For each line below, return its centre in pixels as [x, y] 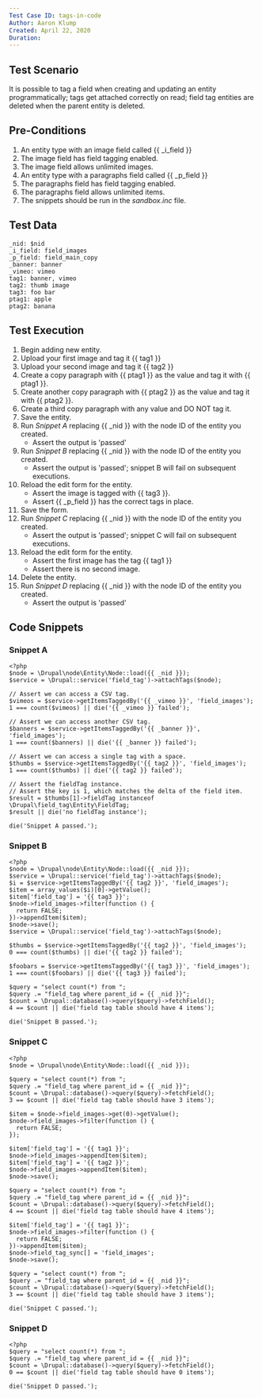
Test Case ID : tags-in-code [55, 15]
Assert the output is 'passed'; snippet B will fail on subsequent [134, 467]
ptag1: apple [30, 299]
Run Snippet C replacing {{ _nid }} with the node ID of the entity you [131, 518]
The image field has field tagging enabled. [89, 158]
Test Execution [47, 330]
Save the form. [45, 509]
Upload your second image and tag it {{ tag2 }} [97, 367]
